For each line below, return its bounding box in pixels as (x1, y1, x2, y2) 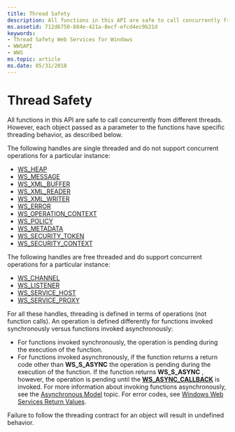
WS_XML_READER (17, 187, 71, 196)
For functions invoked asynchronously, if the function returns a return (17, 352, 218, 361)
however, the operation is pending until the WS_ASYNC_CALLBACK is (17, 375, 220, 383)
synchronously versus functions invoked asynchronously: (7, 324, 173, 333)
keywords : (7, 29, 36, 37)
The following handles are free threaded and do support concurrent (7, 252, 203, 261)
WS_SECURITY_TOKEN (17, 231, 85, 240)
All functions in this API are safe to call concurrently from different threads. (7, 115, 223, 124)
